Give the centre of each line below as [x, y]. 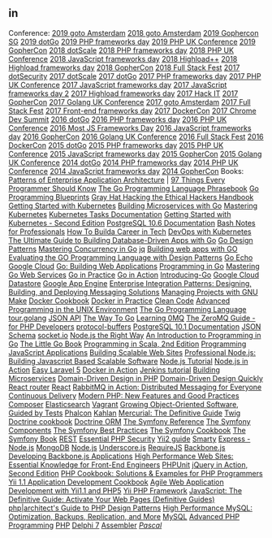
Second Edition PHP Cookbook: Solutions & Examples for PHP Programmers [136, 473]
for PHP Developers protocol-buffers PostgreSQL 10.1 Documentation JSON [135, 326]
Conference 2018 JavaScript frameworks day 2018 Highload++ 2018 [123, 59]
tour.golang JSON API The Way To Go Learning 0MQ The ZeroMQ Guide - [132, 318]
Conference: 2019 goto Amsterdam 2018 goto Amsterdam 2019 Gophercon [134, 33]
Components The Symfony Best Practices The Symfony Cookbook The [127, 430]
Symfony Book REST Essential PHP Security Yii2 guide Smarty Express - [130, 439]
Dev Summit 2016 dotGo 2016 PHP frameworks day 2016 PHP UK [118, 119]
